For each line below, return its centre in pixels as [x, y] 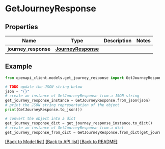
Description [118, 41]
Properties [22, 27]
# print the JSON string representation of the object [62, 105]
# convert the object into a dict [41, 118]
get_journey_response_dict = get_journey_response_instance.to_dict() [79, 123]
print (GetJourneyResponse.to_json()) [44, 110]
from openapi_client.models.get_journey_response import [65, 78]
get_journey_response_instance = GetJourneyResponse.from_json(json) [78, 101]
